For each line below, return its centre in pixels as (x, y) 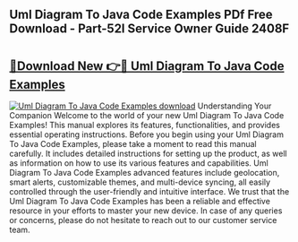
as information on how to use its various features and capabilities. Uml (139, 163)
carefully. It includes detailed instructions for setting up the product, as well (149, 153)
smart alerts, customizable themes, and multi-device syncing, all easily (140, 182)
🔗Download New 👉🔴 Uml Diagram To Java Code (147, 66)
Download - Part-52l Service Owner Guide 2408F (149, 29)
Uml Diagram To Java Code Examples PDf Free (141, 15)
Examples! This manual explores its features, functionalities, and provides (145, 125)
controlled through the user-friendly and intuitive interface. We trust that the (149, 191)
